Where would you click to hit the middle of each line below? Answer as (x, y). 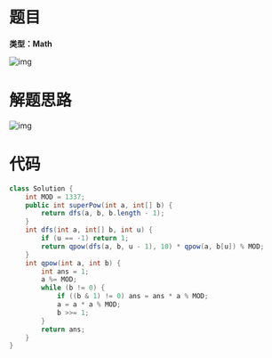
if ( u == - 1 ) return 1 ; (85, 239)
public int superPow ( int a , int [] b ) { (99, 205)
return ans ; (64, 330)
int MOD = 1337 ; (56, 197)
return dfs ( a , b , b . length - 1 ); (103, 214)
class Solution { (41, 188)
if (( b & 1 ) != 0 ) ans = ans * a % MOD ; (132, 297)
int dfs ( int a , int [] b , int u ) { (89, 230)
